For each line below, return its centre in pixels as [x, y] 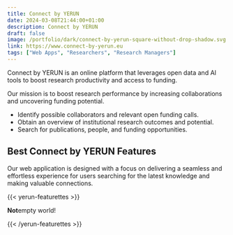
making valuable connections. [50, 183]
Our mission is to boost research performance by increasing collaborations [115, 93]
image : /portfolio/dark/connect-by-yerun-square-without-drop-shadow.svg [117, 40]
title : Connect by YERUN [43, 14]
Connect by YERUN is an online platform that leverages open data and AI [112, 72]
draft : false [26, 33]
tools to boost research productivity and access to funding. [92, 80]
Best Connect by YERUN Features [82, 151]
